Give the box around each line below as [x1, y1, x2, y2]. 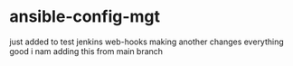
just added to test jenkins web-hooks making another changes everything [9, 36, 285, 47]
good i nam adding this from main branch [9, 45, 164, 56]
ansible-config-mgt [9, 6, 161, 27]
